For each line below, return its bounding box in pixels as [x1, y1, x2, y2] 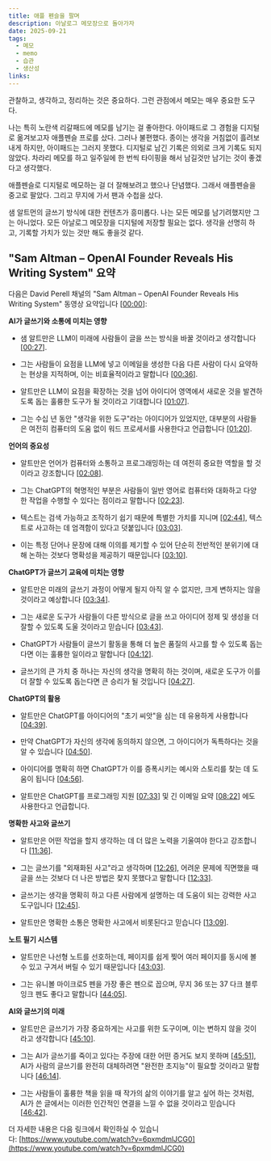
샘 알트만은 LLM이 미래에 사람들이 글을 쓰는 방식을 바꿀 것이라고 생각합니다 [19, 333, 256, 344]
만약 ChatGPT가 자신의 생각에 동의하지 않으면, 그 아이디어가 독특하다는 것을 [19, 737, 260, 746]
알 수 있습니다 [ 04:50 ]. [19, 747, 93, 757]
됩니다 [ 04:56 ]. [35, 774, 85, 784]
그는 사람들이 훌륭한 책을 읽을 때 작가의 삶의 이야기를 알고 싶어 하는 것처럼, [19, 1088, 255, 1098]
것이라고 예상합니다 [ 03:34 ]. [19, 595, 110, 605]
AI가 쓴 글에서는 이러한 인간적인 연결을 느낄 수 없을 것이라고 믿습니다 [19, 1099, 236, 1108]
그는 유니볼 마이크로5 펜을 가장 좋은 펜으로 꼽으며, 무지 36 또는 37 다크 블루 [19, 979, 258, 989]
